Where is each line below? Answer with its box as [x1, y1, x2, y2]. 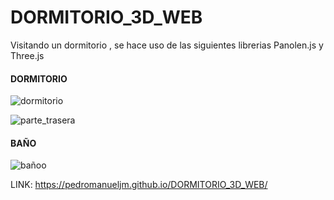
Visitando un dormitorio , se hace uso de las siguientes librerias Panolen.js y [10, 39, 324, 51]
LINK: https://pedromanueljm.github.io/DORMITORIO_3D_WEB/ [10, 179, 268, 191]
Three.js [10, 49, 45, 61]
